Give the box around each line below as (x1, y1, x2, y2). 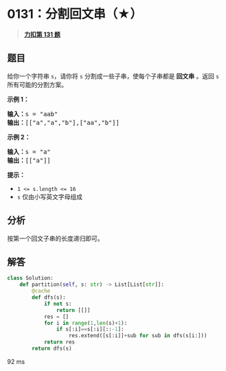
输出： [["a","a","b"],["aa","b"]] (7, 118, 120, 126)
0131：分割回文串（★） (7, 6, 143, 22)
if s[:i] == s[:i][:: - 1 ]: (56, 326, 125, 333)
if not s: (43, 300, 72, 307)
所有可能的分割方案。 (7, 80, 67, 89)
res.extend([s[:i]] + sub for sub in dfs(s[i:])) (68, 333, 207, 339)
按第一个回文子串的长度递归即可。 (7, 234, 104, 243)
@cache (32, 288, 51, 295)
